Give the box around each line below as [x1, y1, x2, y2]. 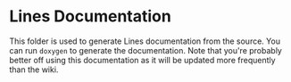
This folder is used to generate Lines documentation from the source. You [9, 36, 281, 46]
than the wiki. [9, 64, 59, 75]
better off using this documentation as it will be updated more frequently [9, 54, 276, 65]
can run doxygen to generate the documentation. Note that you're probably [9, 45, 283, 55]
